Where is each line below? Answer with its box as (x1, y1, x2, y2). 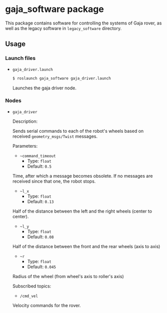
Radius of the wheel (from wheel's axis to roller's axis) (12, 273, 124, 279)
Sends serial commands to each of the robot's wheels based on (12, 128, 144, 134)
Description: (12, 118, 38, 124)
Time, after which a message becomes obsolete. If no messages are (12, 173, 153, 179)
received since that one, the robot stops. (12, 178, 96, 184)
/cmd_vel (19, 294, 38, 299)
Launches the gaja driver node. (12, 85, 77, 91)
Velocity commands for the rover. (12, 302, 81, 308)
